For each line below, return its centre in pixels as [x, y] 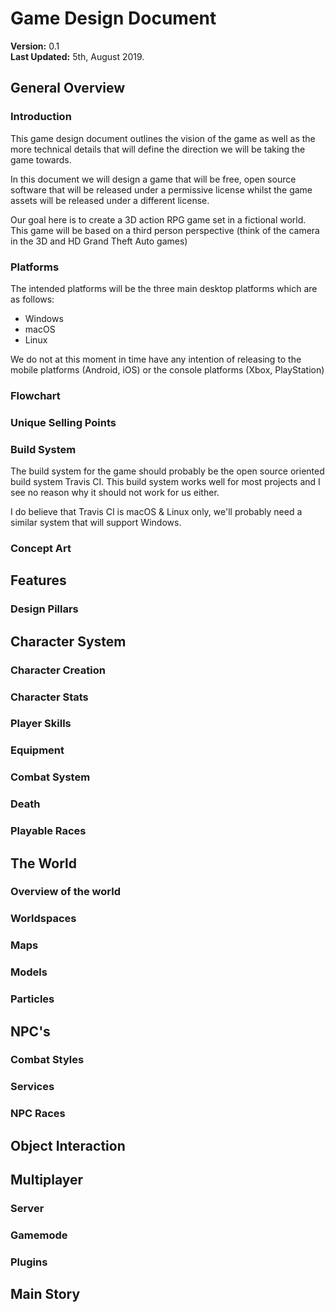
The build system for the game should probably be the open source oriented [167, 471]
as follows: [32, 299]
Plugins [29, 1262]
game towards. [41, 159]
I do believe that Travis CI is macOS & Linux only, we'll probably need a [156, 512]
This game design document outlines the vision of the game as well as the [163, 138]
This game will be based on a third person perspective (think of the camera [165, 230]
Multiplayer [47, 1180]
